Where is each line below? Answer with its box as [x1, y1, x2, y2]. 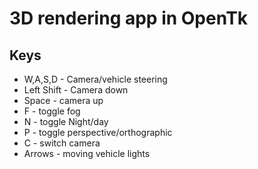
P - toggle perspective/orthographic [23, 127, 173, 138]
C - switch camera [23, 137, 101, 149]
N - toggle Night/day [23, 116, 109, 127]
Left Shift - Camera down [23, 84, 129, 96]
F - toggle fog [23, 105, 81, 117]
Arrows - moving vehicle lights [23, 148, 151, 159]
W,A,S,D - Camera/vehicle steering [23, 73, 168, 85]
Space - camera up [23, 95, 104, 106]
